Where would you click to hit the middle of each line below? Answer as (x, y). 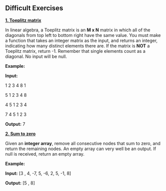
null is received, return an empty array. (45, 154)
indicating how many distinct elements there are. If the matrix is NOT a (78, 46)
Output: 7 (15, 124)
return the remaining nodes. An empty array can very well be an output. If (81, 149)
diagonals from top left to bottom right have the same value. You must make (83, 35)
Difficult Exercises (34, 8)
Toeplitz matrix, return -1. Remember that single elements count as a (75, 51)
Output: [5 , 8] (20, 183)
